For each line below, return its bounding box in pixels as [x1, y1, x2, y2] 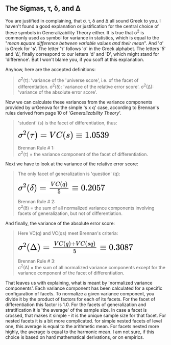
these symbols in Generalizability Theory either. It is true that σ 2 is [5, 28, 144, 35]
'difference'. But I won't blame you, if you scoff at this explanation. [5, 56, 144, 63]
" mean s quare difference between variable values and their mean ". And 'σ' [5, 40, 164, 47]
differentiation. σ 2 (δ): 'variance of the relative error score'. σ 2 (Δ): [17, 83, 154, 90]
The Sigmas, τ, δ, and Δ [5, 4, 81, 13]
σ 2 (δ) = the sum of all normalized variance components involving [17, 204, 155, 211]
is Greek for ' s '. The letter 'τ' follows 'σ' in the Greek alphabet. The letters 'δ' [5, 46, 166, 52]
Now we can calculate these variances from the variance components [5, 99, 153, 105]
